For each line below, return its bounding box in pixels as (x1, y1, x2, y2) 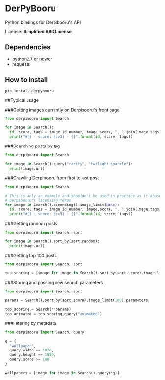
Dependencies (5, 43, 51, 52)
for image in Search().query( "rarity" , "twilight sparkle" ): (5, 161, 133, 166)
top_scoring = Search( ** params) (5, 307, 71, 312)
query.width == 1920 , (9, 348, 54, 353)
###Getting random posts (5, 220, 57, 226)
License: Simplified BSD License (5, 29, 72, 34)
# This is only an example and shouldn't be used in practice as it (5, 193, 148, 198)
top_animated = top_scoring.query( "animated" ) (5, 311, 102, 316)
